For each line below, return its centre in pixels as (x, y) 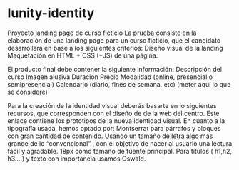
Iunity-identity (51, 13)
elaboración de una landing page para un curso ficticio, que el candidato (114, 40)
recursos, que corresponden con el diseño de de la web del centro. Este (113, 113)
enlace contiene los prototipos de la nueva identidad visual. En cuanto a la (116, 121)
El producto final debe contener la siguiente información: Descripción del (115, 69)
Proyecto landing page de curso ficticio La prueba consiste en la (102, 33)
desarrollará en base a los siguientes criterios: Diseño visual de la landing (115, 48)
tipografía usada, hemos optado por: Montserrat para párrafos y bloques (114, 128)
